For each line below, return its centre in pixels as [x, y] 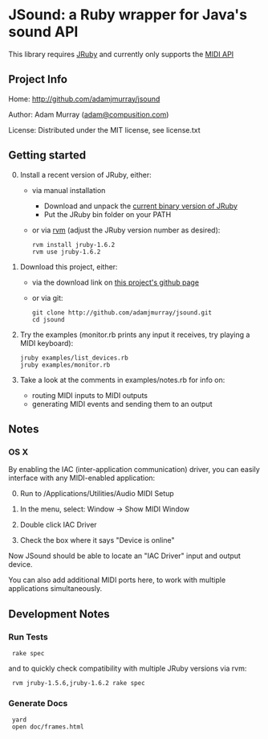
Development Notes [59, 614]
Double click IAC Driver [59, 525]
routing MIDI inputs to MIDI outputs [90, 395]
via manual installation [69, 190]
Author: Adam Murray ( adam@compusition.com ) [89, 114]
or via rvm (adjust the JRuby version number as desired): [126, 230]
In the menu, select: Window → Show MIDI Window [105, 509]
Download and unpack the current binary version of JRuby [141, 206]
